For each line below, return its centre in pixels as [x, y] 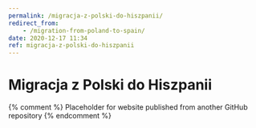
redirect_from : [34, 23]
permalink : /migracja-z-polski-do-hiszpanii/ [85, 16]
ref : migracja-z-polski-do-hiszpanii [71, 46]
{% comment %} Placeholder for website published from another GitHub [128, 107]
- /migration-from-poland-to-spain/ [84, 30]
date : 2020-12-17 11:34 [48, 38]
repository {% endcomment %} [60, 116]
